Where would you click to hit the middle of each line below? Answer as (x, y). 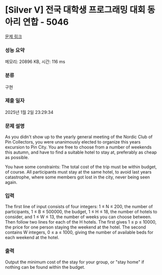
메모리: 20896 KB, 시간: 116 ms (35, 62)
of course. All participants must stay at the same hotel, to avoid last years (78, 172)
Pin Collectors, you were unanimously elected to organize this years (73, 142)
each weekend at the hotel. (32, 238)
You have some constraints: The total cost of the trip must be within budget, (81, 167)
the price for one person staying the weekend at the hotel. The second (76, 227)
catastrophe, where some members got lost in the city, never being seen (78, 177)
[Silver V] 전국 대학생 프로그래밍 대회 (75, 10)
